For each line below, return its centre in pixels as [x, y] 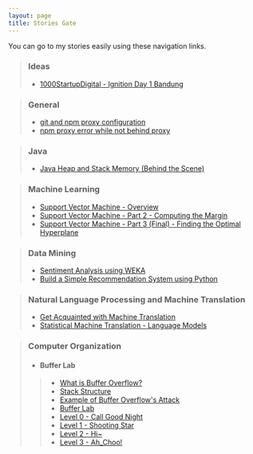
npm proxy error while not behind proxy [105, 131]
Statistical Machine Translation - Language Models [123, 325]
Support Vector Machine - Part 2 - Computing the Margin [134, 215]
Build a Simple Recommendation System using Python [128, 279]
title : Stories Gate [43, 23]
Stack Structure [85, 392]
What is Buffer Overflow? [101, 383]
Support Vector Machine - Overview [99, 207]
